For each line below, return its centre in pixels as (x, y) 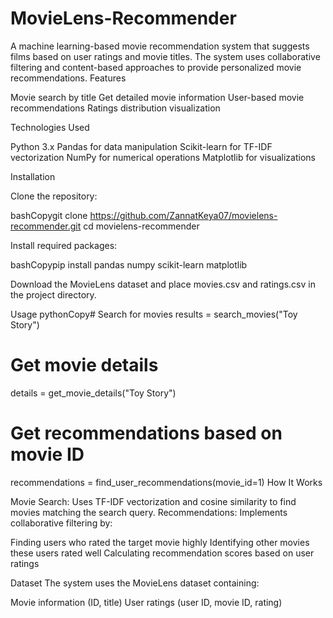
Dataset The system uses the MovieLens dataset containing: (135, 583)
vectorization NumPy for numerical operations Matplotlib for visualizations (163, 157)
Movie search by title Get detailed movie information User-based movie (157, 97)
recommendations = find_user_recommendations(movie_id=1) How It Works (166, 482)
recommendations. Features (68, 78)
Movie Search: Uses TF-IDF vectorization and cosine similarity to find (153, 501)
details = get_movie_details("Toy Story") (93, 393)
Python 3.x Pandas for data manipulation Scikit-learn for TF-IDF (141, 146)
